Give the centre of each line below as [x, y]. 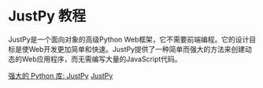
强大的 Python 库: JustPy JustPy [61, 75]
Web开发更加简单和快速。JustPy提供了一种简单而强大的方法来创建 [137, 49]
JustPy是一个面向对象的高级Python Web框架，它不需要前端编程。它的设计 [129, 39]
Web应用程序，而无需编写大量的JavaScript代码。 [102, 59]
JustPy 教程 [47, 16]
